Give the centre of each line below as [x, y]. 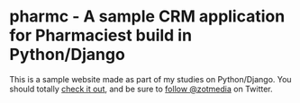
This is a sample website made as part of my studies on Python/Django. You [150, 79]
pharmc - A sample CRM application [147, 17]
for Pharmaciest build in [100, 35]
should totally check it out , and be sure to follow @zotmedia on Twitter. [141, 89]
